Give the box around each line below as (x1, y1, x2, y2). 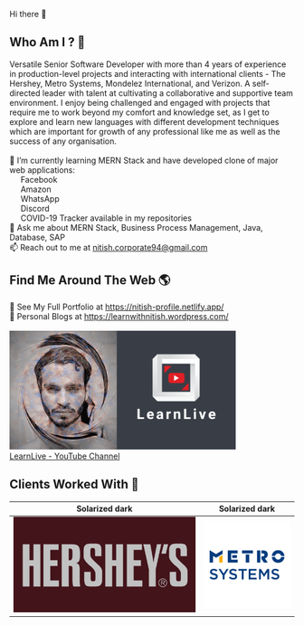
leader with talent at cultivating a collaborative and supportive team (42, 87, 294, 99)
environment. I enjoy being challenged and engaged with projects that (9, 97, 271, 108)
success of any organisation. (9, 136, 118, 147)
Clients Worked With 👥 (9, 477, 139, 492)
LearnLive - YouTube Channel (9, 451, 120, 461)
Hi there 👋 (9, 9, 47, 19)
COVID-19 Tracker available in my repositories (20, 213, 193, 223)
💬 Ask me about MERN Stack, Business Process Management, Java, (9, 222, 264, 232)
